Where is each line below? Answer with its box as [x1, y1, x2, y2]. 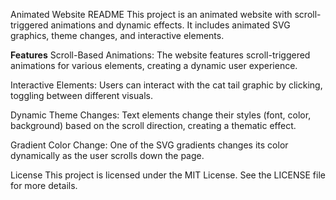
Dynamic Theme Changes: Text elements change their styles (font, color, [10, 109, 312, 121]
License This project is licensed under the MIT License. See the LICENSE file [10, 169, 326, 181]
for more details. [10, 180, 78, 191]
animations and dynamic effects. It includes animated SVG [50, 19, 291, 31]
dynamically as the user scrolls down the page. [10, 150, 205, 161]
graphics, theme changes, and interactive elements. [10, 30, 225, 41]
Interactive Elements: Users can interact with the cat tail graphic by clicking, [10, 79, 323, 91]
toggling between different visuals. [10, 90, 153, 101]
